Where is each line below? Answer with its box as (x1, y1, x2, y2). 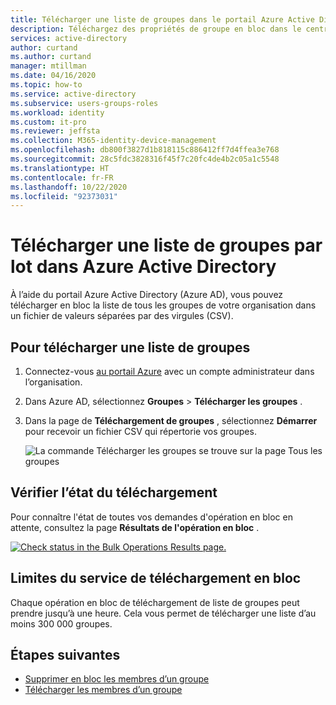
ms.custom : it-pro (10, 117, 87, 127)
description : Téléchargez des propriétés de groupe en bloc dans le (10, 24, 302, 34)
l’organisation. (24, 376, 83, 388)
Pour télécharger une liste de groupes (10, 339, 251, 356)
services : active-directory (10, 33, 128, 43)
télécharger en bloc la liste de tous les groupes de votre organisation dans (10, 299, 317, 311)
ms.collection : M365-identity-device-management (10, 136, 217, 146)
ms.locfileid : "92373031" (10, 191, 118, 201)
